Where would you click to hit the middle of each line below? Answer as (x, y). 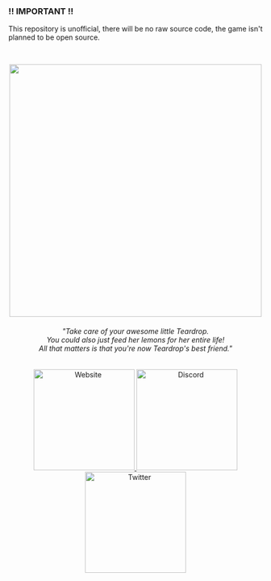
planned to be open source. (54, 37)
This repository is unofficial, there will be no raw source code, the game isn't (136, 29)
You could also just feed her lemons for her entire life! (135, 339)
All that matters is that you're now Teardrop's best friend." (135, 348)
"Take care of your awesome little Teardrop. (135, 331)
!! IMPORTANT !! (41, 11)
